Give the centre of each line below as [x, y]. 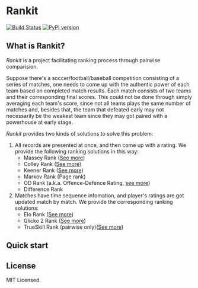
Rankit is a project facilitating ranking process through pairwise [83, 60]
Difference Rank [43, 189]
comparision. [22, 66]
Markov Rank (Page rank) [55, 177]
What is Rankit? [36, 46]
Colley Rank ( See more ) [52, 164]
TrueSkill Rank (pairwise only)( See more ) [74, 227]
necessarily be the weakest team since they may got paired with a [87, 116]
